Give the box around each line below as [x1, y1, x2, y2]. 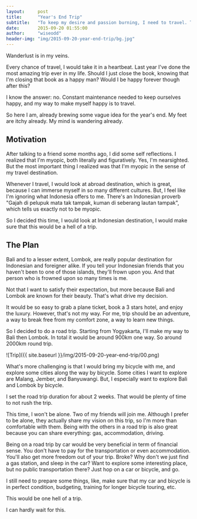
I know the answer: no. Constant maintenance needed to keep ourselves [6, 94, 181, 101]
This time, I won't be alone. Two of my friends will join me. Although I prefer [6, 410, 189, 418]
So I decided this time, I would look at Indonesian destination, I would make [6, 217, 188, 224]
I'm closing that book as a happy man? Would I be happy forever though [6, 76, 180, 83]
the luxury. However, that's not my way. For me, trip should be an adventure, [6, 310, 191, 317]
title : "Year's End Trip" [6, 14, 83, 20]
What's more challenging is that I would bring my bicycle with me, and [6, 362, 175, 370]
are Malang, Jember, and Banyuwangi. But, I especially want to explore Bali [6, 375, 188, 382]
